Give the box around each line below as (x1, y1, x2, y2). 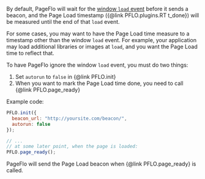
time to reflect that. (6, 49, 54, 57)
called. (6, 167, 23, 174)
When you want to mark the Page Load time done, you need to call (15, 79, 184, 87)
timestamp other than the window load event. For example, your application (6, 37, 197, 43)
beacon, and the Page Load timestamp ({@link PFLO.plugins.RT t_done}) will (6, 12, 199, 19)
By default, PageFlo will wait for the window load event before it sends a (6, 5, 188, 12)
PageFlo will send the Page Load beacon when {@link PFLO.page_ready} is (6, 160, 196, 167)
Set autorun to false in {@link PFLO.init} (15, 73, 116, 80)
